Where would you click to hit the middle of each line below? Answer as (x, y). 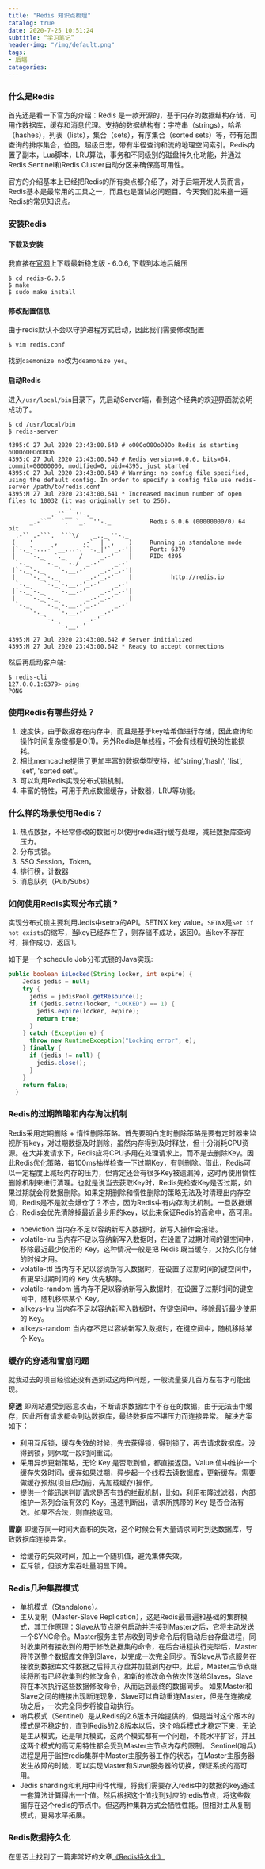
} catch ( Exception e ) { (63, 1033)
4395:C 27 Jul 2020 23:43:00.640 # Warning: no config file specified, (129, 473)
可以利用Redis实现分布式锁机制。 (74, 780)
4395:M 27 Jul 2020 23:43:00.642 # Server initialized (100, 639)
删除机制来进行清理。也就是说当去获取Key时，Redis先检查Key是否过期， (127, 1182)
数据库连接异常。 (43, 1538)
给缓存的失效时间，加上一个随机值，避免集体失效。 (103, 1556)
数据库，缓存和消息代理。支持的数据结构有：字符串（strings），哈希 (132, 125)
